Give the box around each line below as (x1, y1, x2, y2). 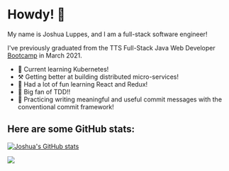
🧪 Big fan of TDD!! (17, 87, 71, 96)
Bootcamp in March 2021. (7, 51, 83, 60)
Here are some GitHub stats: (7, 123, 135, 136)
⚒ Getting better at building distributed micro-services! (17, 72, 179, 81)
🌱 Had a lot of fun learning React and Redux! (17, 79, 148, 88)
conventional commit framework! (17, 102, 115, 111)
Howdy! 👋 (7, 6, 66, 23)
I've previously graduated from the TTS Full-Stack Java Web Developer (7, 43, 216, 52)
